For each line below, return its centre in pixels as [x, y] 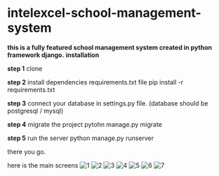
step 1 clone [25, 68]
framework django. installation [53, 55]
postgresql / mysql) [35, 111]
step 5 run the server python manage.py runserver [81, 138]
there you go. [27, 151]
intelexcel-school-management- [104, 13]
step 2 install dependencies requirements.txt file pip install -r [95, 82]
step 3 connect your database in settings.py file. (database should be [108, 103]
